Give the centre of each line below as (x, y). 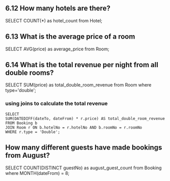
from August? (27, 155)
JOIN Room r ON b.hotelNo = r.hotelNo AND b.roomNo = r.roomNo (74, 127)
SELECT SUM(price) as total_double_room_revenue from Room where (78, 85)
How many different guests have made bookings (84, 148)
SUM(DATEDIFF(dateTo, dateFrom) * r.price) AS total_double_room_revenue (85, 118)
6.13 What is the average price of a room (70, 37)
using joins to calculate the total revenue (56, 104)
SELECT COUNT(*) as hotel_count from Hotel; (54, 20)
